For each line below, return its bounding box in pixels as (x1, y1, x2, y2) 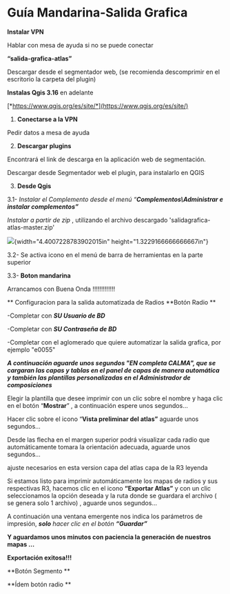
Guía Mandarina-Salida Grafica (7, 5, 188, 21)
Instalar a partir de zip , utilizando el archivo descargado (7, 216, 168, 224)
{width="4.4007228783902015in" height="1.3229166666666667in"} (14, 237, 209, 245)
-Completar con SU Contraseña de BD (7, 325, 117, 333)
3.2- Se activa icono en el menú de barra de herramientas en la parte (7, 250, 203, 259)
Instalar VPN (7, 28, 44, 36)
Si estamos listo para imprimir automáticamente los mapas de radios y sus (7, 477, 218, 485)
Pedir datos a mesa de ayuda (7, 128, 90, 136)
